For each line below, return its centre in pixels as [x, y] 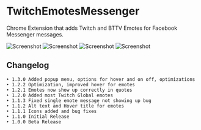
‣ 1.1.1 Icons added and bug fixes [52, 111]
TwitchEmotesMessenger [73, 11]
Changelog [28, 65]
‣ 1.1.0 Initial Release [38, 117]
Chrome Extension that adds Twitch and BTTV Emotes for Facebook [92, 28]
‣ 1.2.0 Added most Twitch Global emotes [60, 95]
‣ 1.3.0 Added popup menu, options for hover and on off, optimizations [101, 79]
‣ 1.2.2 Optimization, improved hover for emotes [71, 84]
